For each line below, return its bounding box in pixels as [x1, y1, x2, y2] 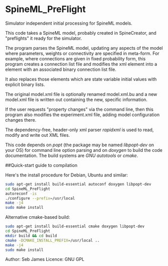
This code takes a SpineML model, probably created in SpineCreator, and [5, 30, 156, 36]
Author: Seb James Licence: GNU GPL [5, 256, 85, 262]
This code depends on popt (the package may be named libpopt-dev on [5, 142, 154, 148]
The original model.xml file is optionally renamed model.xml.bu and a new [5, 91, 157, 97]
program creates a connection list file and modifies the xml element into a [5, 61, 157, 67]
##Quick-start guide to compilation [5, 162, 78, 168]
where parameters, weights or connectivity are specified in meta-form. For [5, 50, 159, 56]
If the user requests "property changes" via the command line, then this [5, 106, 154, 112]
